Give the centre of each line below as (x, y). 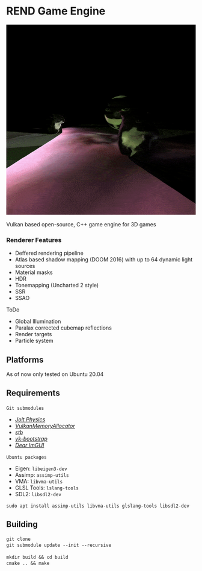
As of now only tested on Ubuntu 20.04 (55, 374)
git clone (19, 539)
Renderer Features (34, 240)
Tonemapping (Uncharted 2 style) (57, 285)
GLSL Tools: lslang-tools (47, 488)
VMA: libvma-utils (39, 481)
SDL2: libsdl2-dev (38, 494)
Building (22, 524)
